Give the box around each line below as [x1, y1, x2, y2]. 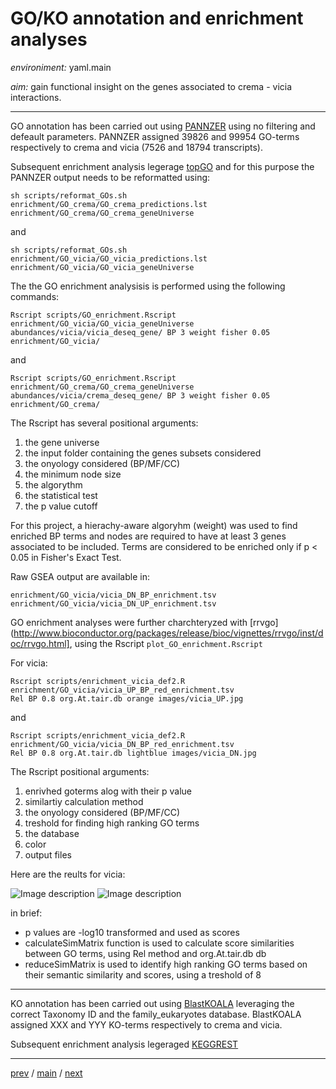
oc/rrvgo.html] [10, 637, 70, 649]
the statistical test [24, 489, 98, 501]
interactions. [10, 91, 62, 103]
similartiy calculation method [24, 795, 144, 807]
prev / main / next [10, 1067, 83, 1079]
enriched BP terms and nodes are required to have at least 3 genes [10, 530, 287, 542]
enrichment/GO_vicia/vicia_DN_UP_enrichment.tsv [10, 598, 217, 609]
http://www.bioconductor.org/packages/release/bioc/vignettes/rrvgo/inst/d [13, 627, 324, 639]
